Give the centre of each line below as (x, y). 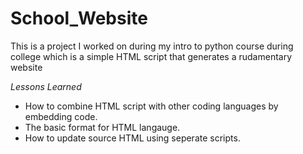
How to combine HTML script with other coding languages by (151, 106)
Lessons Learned (46, 86)
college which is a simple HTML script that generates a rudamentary (151, 56)
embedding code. (61, 116)
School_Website (79, 18)
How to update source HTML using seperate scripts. (132, 138)
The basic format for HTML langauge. (102, 127)
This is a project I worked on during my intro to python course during (152, 46)
